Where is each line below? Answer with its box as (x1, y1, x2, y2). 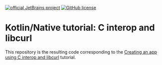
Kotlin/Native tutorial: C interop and (5, 22, 155, 33)
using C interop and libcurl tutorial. (5, 54, 76, 60)
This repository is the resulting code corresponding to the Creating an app (5, 49, 158, 55)
